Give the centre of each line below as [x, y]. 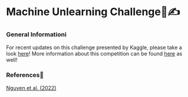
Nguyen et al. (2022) [31, 88]
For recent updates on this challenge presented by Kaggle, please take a [94, 47]
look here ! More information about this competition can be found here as [94, 54]
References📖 [25, 75]
